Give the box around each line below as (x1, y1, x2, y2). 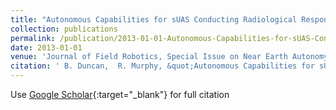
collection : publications (10, 24, 118, 34)
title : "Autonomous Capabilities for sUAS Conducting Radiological (10, 14, 298, 25)
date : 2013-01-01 (10, 42, 83, 53)
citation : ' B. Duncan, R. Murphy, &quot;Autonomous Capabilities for (10, 61, 315, 71)
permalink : (10, 33, 56, 43)
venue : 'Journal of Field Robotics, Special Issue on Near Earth (10, 52, 288, 62)
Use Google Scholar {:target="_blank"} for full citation (10, 89, 230, 100)
